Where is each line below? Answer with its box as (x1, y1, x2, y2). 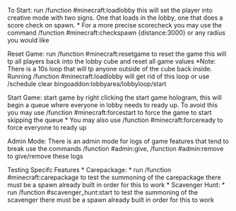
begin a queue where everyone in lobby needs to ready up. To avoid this (7, 101, 218, 109)
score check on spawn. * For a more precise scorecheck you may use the (7, 21, 223, 29)
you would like (7, 36, 49, 44)
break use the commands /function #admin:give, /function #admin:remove (7, 145, 224, 152)
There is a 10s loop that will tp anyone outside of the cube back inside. (7, 65, 213, 73)
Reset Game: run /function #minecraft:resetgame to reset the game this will (7, 49, 227, 58)
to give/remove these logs (7, 152, 83, 160)
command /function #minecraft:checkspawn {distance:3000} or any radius (7, 28, 226, 37)
